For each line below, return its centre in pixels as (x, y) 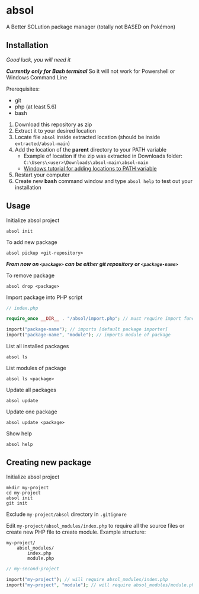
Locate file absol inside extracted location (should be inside (87, 137)
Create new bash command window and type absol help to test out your (104, 181)
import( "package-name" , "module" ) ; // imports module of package (88, 335)
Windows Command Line (37, 77)
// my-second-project (33, 569)
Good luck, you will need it (38, 59)
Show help (19, 434)
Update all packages (31, 390)
